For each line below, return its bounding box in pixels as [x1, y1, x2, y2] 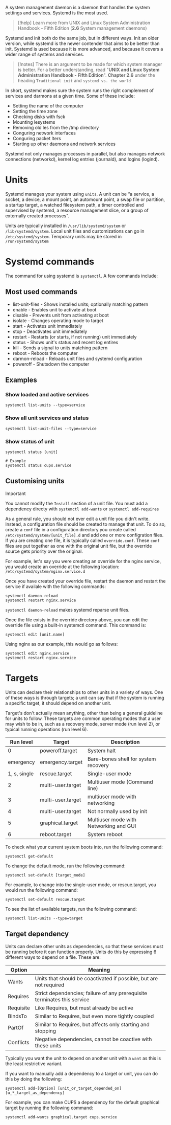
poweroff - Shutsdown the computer [12, 361, 90, 367]
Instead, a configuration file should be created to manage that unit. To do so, [5, 521, 166, 527]
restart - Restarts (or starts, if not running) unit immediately [12, 333, 137, 340]
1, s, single [8, 770, 34, 777]
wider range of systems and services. [5, 51, 84, 57]
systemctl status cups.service [5, 463, 72, 468]
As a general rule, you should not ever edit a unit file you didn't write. [5, 515, 150, 522]
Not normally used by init [87, 807, 148, 815]
